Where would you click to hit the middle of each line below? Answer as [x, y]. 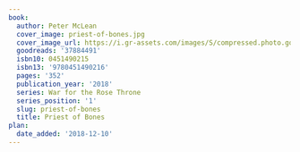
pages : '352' [41, 76]
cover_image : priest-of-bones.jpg [81, 34]
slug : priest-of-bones [59, 109]
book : [18, 17]
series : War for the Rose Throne [79, 92]
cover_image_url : [49, 42]
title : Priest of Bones [60, 117]
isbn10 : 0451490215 [53, 59]
